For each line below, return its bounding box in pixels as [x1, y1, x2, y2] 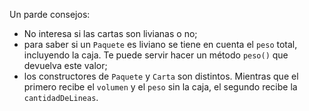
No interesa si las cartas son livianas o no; [23, 28, 198, 39]
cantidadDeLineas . [23, 92, 99, 103]
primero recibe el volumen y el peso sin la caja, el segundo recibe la [23, 81, 298, 93]
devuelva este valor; [23, 60, 108, 71]
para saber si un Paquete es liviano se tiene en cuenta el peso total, [23, 39, 298, 50]
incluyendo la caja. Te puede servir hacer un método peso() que [23, 49, 289, 61]
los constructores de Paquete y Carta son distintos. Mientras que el [23, 70, 299, 82]
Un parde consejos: [9, 9, 91, 20]
